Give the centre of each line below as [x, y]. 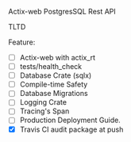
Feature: [22, 42]
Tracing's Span [44, 111]
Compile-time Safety [54, 84]
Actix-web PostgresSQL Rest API [62, 12]
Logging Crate [43, 102]
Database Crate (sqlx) [56, 75]
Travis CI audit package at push [71, 129]
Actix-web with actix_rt [58, 58]
